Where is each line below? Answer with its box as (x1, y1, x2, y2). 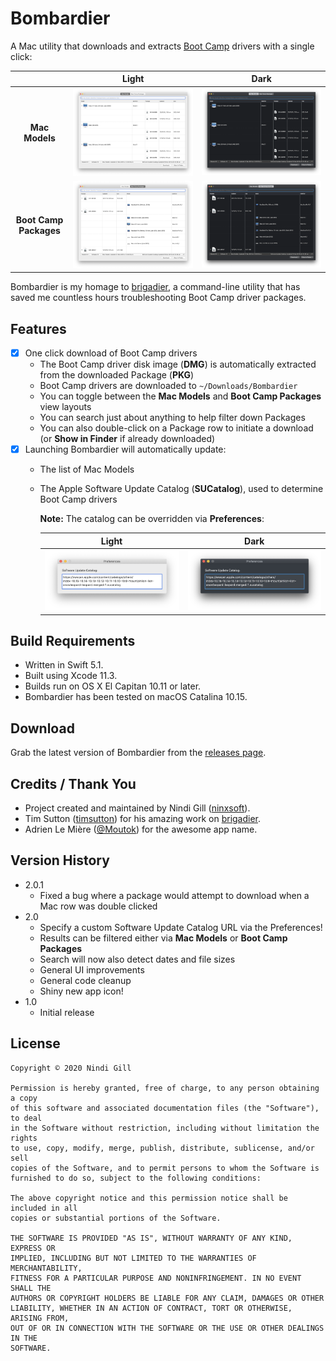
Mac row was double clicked (39, 900, 158, 912)
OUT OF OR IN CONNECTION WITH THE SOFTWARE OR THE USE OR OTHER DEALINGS (10, 1323, 325, 1333)
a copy (10, 1093, 38, 1103)
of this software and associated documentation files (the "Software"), (10, 1103, 320, 1113)
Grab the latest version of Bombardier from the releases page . (10, 747, 267, 759)
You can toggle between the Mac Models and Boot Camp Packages (39, 390, 322, 402)
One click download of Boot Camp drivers (24, 347, 198, 359)
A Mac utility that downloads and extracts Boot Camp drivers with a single (10, 40, 315, 52)
